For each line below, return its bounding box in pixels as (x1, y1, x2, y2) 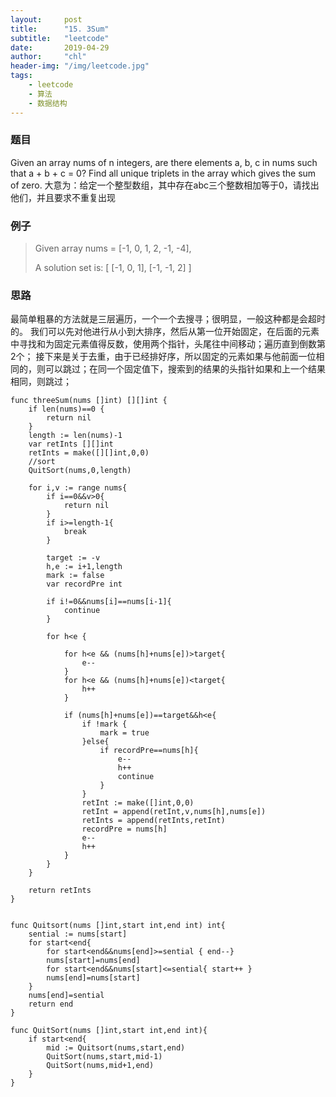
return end (28, 999, 74, 1010)
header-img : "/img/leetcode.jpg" (10, 61, 150, 71)
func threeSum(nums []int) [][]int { (10, 396, 168, 406)
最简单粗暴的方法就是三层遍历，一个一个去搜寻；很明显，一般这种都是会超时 (10, 313, 326, 325)
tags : (10, 71, 33, 81)
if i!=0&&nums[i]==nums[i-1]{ (46, 597, 172, 607)
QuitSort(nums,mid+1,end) (46, 1061, 155, 1071)
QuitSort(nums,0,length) (28, 466, 132, 476)
